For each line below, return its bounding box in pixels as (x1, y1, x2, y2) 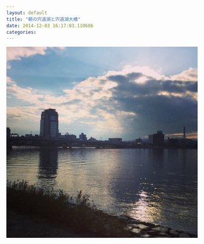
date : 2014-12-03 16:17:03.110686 (6, 22, 94, 29)
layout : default (6, 10, 47, 16)
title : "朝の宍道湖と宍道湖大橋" (6, 16, 81, 22)
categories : (6, 29, 36, 35)
